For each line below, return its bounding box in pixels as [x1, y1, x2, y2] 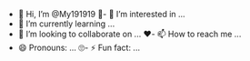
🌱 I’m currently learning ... [17, 18, 115, 29]
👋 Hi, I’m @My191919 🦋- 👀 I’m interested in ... [17, 9, 185, 19]
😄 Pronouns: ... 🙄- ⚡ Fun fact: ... [17, 42, 141, 53]
